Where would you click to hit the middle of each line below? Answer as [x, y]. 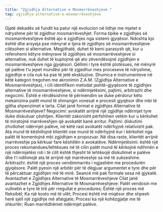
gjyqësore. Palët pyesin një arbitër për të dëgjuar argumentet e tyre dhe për [81, 168]
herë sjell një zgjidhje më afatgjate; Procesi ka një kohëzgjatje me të [73, 199]
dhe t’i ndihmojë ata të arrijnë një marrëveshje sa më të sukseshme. [73, 157]
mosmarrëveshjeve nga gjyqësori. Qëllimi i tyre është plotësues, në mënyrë [80, 64]
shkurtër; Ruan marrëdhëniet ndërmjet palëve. [51, 204]
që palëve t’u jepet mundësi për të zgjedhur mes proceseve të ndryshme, [78, 69]
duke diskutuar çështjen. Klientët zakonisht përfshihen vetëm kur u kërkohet [81, 116]
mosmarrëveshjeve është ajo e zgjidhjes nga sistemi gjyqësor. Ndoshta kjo [80, 38]
